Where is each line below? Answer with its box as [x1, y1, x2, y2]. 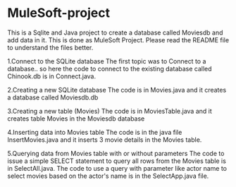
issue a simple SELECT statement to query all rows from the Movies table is [7, 157, 227, 165]
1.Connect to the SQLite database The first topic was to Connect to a [7, 56, 206, 65]
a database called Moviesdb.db [7, 93, 99, 102]
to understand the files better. [7, 43, 94, 52]
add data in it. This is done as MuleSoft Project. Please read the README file [7, 35, 230, 44]
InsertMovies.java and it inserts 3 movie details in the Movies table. [7, 135, 202, 144]
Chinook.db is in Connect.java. [7, 72, 97, 80]
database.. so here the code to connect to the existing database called [7, 64, 213, 73]
